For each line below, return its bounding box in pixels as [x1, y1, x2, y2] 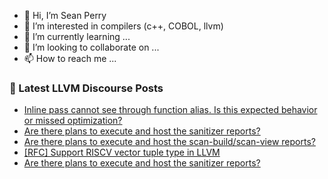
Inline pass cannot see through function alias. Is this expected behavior [23, 104, 318, 116]
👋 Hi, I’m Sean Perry [23, 10, 107, 21]
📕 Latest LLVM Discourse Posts [9, 81, 164, 95]
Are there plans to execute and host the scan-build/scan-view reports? [23, 136, 316, 148]
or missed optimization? [23, 115, 123, 127]
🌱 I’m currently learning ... [23, 31, 131, 42]
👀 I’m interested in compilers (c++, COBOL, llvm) [23, 20, 224, 32]
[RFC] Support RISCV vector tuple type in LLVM [23, 146, 221, 159]
